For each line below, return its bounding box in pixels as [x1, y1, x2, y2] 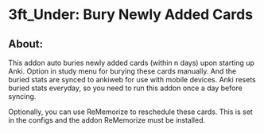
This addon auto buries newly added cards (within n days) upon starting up [8, 58, 254, 67]
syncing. [8, 92, 37, 101]
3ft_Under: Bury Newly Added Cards [8, 6, 253, 24]
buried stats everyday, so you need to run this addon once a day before [8, 83, 243, 93]
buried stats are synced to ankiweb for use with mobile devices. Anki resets [8, 75, 256, 84]
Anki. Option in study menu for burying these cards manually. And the [8, 66, 237, 76]
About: [8, 37, 44, 51]
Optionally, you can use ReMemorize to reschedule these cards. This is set [8, 107, 253, 116]
